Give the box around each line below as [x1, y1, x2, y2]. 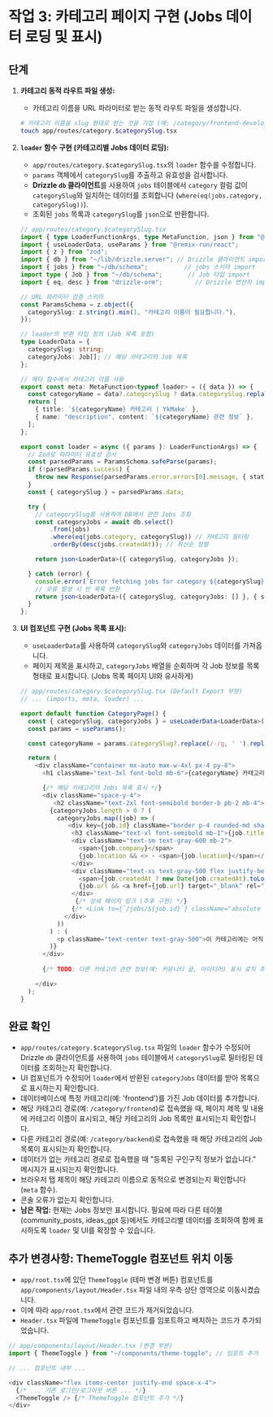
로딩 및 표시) [24, 28, 103, 46]
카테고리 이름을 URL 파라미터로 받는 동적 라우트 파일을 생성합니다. [32, 103, 242, 112]
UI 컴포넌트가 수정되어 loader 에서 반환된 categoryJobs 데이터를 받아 [19, 1073, 239, 1083]
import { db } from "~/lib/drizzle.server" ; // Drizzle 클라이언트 [19, 255, 245, 264]
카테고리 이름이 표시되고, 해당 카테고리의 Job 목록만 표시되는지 [28, 1114, 229, 1124]
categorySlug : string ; [28, 346, 105, 354]
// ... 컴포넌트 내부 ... [8, 1363, 86, 1372]
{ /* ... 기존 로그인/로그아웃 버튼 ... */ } [15, 1386, 146, 1394]
